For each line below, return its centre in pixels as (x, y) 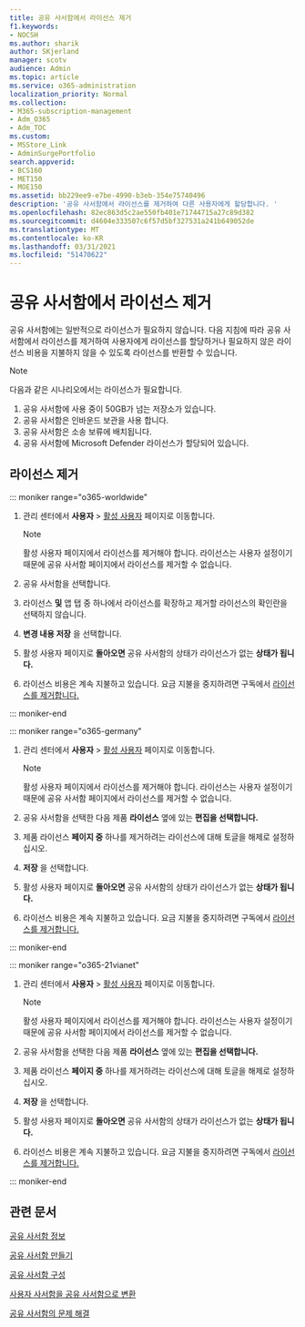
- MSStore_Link (38, 145)
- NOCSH (24, 35)
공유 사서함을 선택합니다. (66, 583)
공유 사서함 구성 (38, 1274)
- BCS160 (26, 170)
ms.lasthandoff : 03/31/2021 (63, 247)
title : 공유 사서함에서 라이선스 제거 (71, 18)
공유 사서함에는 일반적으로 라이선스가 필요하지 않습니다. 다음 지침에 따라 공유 (146, 330)
